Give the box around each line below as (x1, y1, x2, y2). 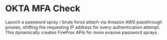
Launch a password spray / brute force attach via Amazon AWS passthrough (5, 19, 163, 25)
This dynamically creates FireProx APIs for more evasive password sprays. (5, 29, 159, 35)
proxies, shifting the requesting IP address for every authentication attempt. (5, 24, 161, 30)
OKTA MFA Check (5, 3, 81, 14)
